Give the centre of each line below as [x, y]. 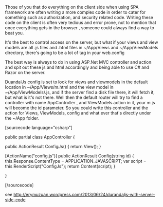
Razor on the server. [25, 72]
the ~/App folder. [22, 118]
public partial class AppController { [40, 137]
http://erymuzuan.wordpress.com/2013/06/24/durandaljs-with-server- [84, 195]
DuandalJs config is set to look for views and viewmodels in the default [77, 82]
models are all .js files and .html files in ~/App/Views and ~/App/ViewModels [82, 47]
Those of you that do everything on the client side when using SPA [72, 7]
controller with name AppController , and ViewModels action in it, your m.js [80, 103]
